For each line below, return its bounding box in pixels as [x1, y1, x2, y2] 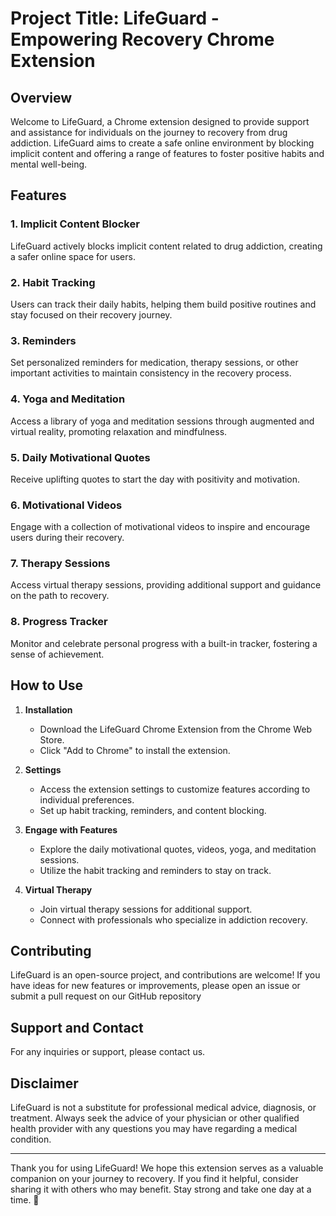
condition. [10, 1133, 52, 1146]
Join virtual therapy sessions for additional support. [39, 903, 253, 915]
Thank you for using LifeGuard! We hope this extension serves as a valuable [10, 1162, 324, 1174]
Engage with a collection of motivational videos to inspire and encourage [10, 521, 311, 533]
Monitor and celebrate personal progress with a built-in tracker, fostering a [10, 637, 318, 649]
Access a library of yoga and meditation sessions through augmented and [10, 415, 315, 427]
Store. [39, 733, 65, 746]
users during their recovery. [10, 532, 125, 544]
